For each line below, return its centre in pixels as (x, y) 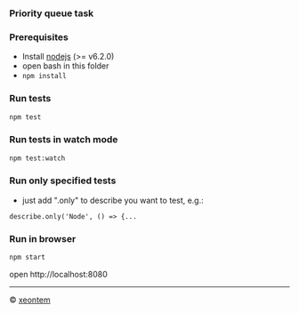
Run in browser (43, 238)
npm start (28, 257)
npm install (44, 76)
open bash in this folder (65, 66)
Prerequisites (39, 36)
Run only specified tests (63, 181)
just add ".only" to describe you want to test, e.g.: (113, 200)
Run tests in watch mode (64, 140)
